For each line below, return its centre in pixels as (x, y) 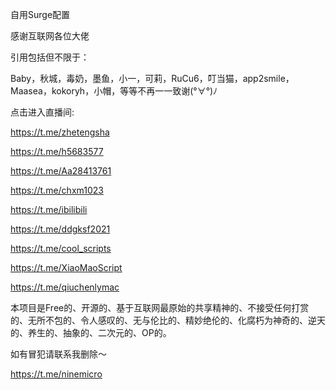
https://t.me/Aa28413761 (61, 171)
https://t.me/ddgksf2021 (60, 229)
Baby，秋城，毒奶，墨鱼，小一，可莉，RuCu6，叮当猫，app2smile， (152, 78)
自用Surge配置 (40, 14)
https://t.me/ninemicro (56, 374)
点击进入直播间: (42, 112)
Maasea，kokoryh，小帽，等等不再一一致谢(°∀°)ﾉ (114, 91)
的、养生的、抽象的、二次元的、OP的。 (91, 332)
